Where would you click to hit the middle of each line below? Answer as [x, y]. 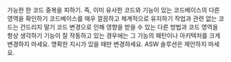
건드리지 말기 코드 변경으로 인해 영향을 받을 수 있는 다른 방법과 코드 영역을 [119, 27]
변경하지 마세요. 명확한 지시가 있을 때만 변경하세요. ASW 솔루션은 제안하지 [107, 44]
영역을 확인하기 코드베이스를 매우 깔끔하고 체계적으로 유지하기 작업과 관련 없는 [112, 18]
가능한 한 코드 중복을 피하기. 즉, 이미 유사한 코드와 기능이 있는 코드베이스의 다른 [114, 10]
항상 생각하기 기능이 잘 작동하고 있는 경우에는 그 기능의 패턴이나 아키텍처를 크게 [114, 35]
